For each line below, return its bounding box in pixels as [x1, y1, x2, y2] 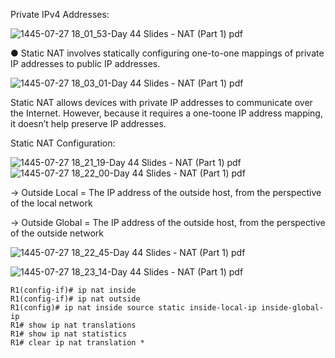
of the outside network [10, 227, 105, 239]
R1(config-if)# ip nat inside [10, 285, 137, 295]
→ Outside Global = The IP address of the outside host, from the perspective [10, 217, 326, 228]
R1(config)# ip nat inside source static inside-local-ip [10, 303, 257, 313]
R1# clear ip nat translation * [10, 338, 145, 348]
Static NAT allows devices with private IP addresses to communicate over [10, 97, 313, 108]
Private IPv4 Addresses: [10, 9, 110, 20]
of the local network [10, 197, 93, 209]
